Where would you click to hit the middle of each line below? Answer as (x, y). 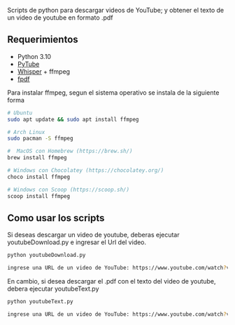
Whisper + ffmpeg (44, 71)
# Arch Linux (26, 132)
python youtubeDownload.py (47, 256)
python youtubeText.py (40, 302)
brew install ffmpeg (37, 158)
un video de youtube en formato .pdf (60, 18)
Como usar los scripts (56, 218)
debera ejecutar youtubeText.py (53, 289)
